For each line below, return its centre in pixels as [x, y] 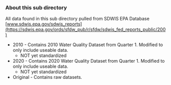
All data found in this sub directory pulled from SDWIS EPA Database [77, 19]
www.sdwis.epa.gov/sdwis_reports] [44, 24]
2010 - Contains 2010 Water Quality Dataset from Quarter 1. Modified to [88, 45]
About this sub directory [36, 8]
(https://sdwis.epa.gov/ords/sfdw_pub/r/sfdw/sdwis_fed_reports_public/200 [86, 30]
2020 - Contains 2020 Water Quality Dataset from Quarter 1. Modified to [89, 61]
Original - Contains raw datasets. [47, 77]
